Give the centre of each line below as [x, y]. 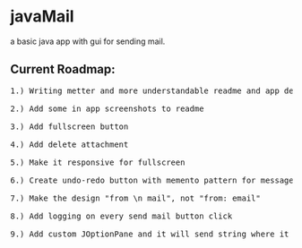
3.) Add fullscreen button [69, 126]
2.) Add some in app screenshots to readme [107, 108]
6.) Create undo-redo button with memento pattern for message [152, 180]
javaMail [42, 17]
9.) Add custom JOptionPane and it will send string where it [150, 234]
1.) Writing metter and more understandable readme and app [145, 90]
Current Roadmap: [63, 69]
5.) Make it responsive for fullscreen [98, 162]
